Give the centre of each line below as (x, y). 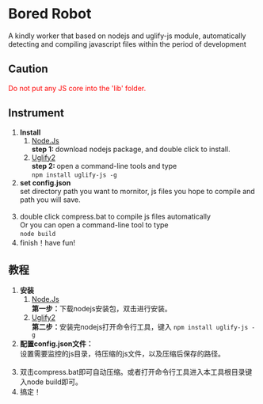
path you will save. (50, 200)
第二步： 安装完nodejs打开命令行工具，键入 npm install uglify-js (140, 327)
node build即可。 (55, 382)
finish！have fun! (48, 242)
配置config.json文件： (56, 344)
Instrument (36, 113)
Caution (29, 69)
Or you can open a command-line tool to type (94, 225)
